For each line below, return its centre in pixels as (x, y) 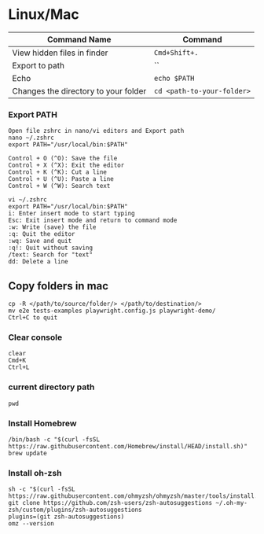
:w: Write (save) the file (52, 227)
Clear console (35, 337)
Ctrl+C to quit (33, 318)
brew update (27, 453)
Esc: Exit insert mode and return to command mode (93, 221)
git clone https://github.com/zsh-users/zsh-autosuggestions (110, 503)
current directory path (51, 387)
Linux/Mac (44, 15)
